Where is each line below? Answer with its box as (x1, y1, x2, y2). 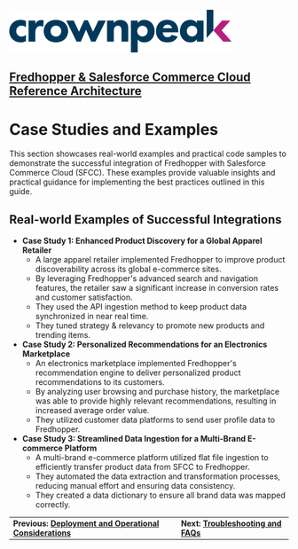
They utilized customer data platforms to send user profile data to (35, 414, 276, 426)
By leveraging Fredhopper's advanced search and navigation (35, 273, 259, 284)
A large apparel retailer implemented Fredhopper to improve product (35, 255, 286, 265)
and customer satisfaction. (35, 292, 133, 302)
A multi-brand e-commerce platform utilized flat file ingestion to (35, 452, 269, 463)
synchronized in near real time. (35, 311, 149, 322)
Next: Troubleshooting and (180, 518, 282, 529)
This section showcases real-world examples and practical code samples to (9, 148, 286, 160)
